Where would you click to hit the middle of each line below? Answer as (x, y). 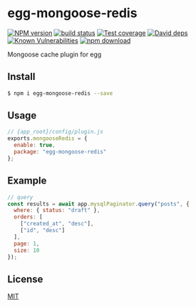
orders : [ (28, 217)
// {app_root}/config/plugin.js (55, 132)
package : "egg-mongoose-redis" (60, 152)
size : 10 (27, 250)
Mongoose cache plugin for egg (55, 54)
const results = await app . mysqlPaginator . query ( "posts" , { (99, 204)
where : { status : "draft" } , (57, 211)
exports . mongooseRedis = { (47, 139)
